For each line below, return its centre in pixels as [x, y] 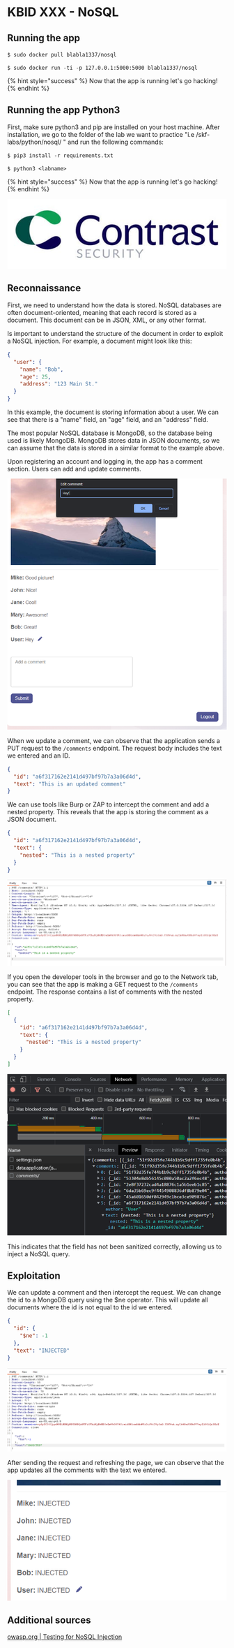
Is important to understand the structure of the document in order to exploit [115, 333]
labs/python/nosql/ [34, 142]
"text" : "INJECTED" [42, 1351]
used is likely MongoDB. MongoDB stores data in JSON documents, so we [114, 441]
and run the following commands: [115, 142]
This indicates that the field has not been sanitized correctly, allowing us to [115, 1246]
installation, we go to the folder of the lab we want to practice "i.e [101, 134]
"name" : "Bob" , [42, 369]
